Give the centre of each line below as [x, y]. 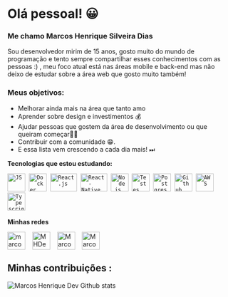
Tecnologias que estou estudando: [60, 163]
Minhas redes [28, 222]
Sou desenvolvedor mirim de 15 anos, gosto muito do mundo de [101, 51]
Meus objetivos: [36, 93]
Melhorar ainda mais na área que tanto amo [82, 108]
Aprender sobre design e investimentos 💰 [79, 116]
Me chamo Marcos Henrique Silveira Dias [80, 36]
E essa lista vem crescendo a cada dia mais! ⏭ [86, 149]
